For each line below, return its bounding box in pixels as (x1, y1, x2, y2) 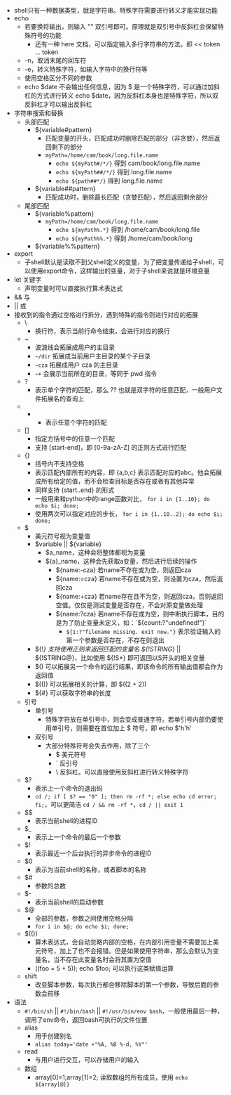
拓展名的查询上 (41, 394, 85, 403)
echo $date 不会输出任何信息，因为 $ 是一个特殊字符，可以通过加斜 (24, 83, 220, 91)
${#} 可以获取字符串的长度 (34, 689, 112, 697)
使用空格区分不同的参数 (24, 74, 92, 82)
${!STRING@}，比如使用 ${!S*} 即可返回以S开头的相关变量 (34, 654, 205, 662)
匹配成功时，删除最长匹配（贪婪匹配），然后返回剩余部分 (45, 193, 209, 201)
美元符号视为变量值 (34, 532, 91, 540)
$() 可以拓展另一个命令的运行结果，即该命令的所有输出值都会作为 (34, 663, 223, 670)
